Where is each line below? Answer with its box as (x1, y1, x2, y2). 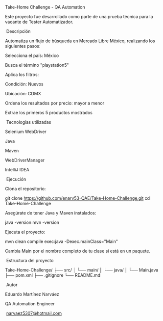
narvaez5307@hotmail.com (6, 310, 62, 316)
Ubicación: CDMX (5, 91, 41, 96)
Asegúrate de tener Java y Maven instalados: (5, 210, 96, 215)
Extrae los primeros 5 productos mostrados (5, 110, 93, 115)
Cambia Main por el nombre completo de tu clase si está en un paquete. (5, 248, 151, 254)
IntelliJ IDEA (5, 167, 29, 172)
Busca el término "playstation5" (5, 62, 69, 68)
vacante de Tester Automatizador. (5, 19, 73, 25)
